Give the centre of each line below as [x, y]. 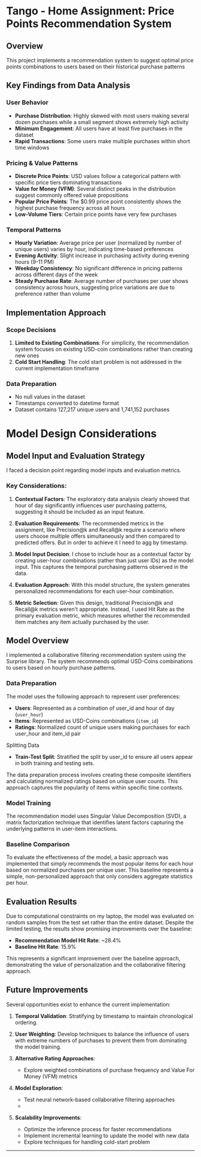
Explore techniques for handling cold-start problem [87, 1142]
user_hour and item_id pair [48, 733]
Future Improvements [47, 990]
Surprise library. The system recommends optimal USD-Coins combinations [100, 661]
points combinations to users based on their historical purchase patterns [96, 67]
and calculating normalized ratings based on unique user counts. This [92, 781]
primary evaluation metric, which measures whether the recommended [102, 615]
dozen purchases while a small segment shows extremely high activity [102, 122]
